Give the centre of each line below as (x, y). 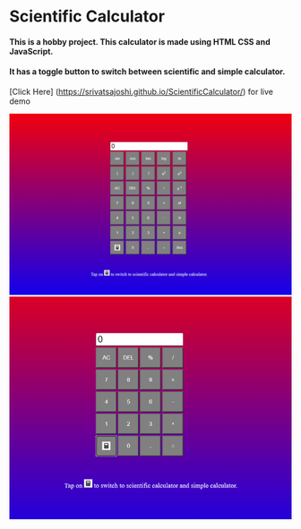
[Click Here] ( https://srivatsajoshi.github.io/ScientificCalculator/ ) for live (141, 91)
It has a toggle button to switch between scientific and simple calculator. (147, 72)
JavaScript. (31, 51)
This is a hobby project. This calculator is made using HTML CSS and (140, 41)
